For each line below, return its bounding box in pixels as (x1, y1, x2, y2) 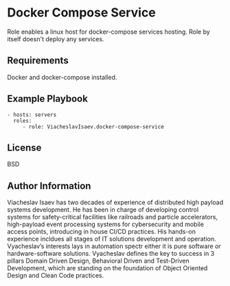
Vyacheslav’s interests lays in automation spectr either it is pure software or (7, 242, 221, 250)
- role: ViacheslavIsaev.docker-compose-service (22, 123, 165, 130)
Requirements (7, 55, 69, 67)
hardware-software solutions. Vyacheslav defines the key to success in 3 (7, 250, 215, 258)
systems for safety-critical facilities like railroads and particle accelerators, (7, 213, 218, 221)
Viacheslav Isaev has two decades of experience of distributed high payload (7, 198, 224, 207)
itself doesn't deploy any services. (7, 34, 104, 43)
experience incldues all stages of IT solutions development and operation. (7, 235, 216, 243)
